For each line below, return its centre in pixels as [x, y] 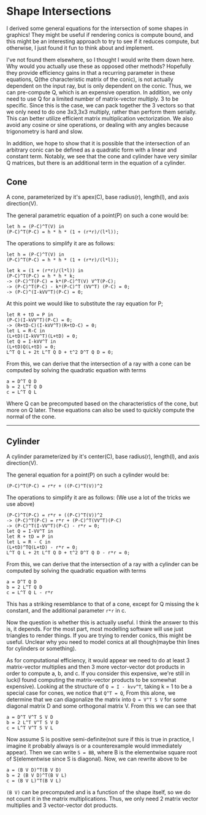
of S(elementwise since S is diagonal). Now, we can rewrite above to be [97, 759]
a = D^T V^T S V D [30, 717]
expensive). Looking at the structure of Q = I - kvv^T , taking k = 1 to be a [99, 686]
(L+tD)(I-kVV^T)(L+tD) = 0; [42, 336]
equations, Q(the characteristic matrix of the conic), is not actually [90, 79]
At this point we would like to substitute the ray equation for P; [85, 303]
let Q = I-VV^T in [30, 531]
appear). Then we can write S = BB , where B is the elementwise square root [102, 752]
